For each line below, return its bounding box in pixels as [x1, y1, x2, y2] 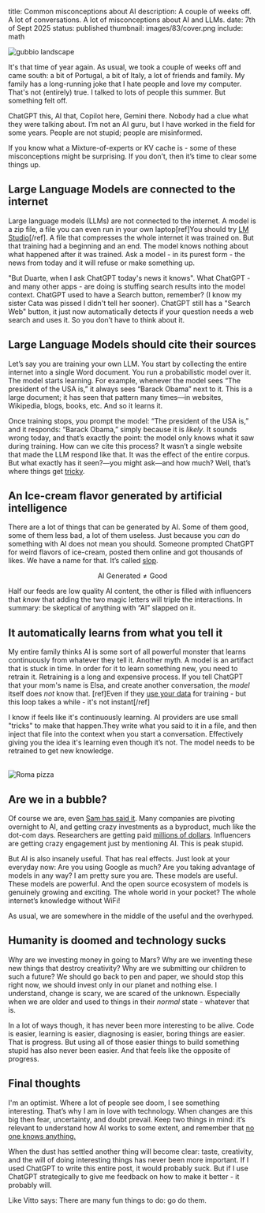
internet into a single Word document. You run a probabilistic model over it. [8, 367, 252, 377]
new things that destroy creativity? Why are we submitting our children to [8, 963, 247, 972]
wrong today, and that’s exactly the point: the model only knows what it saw [8, 433, 255, 442]
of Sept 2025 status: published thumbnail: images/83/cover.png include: [8, 24, 244, 32]
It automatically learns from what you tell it [8, 626, 223, 640]
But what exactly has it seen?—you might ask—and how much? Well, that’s [8, 457, 251, 468]
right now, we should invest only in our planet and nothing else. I [8, 980, 218, 989]
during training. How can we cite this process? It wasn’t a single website [8, 441, 243, 450]
